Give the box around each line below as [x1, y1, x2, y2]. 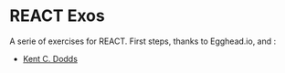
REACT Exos [9, 5, 105, 26]
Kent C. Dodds [22, 53, 78, 64]
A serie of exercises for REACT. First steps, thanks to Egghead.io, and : [9, 36, 277, 47]
